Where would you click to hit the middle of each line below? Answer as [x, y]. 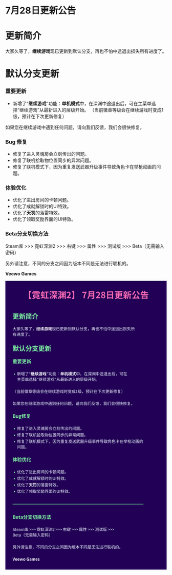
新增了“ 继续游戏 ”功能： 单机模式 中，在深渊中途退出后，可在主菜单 [82, 103]
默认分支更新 [33, 74]
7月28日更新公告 [41, 11]
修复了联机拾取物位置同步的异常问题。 [53, 160]
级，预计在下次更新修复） [40, 116]
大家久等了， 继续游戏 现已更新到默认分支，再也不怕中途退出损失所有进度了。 [86, 51]
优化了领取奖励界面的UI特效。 [44, 219]
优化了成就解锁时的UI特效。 [42, 207]
